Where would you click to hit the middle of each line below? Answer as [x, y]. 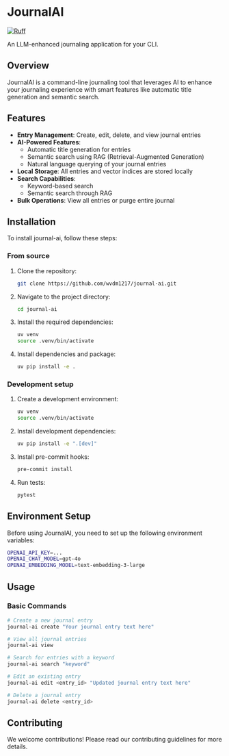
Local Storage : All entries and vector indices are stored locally [105, 171]
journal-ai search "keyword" [49, 664]
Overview [28, 66]
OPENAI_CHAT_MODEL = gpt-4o [44, 559]
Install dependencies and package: [66, 354]
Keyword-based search [60, 186]
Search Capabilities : [46, 178]
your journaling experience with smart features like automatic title [99, 89]
